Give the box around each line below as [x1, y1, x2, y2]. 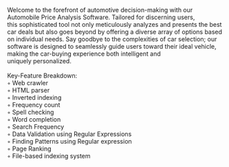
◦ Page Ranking [7, 144, 52, 153]
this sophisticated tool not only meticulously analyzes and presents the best [7, 21, 222, 28]
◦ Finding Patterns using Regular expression [7, 137, 132, 145]
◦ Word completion [7, 115, 61, 123]
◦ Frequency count [7, 101, 61, 109]
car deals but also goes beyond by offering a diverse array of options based [7, 27, 222, 36]
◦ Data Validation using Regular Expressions [7, 130, 132, 138]
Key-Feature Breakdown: [7, 71, 78, 80]
